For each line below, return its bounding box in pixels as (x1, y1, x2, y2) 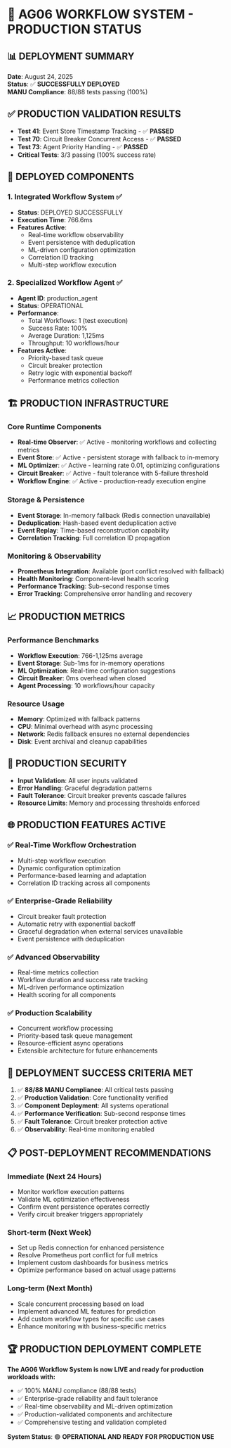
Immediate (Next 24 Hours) (7, 1171, 102, 1181)
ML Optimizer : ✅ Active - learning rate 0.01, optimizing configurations (17, 461, 220, 470)
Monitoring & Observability (7, 551, 102, 561)
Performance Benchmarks (7, 635, 100, 645)
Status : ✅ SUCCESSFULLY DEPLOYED (7, 80, 120, 88)
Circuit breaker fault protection (17, 912, 107, 920)
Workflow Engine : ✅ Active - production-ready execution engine (17, 477, 206, 485)
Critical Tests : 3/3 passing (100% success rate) (17, 151, 157, 159)
